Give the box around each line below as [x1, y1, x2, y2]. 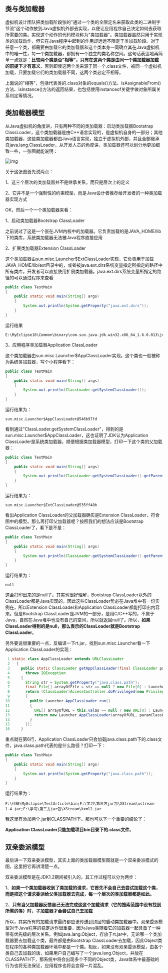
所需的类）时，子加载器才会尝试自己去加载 [5, 908, 93, 914]
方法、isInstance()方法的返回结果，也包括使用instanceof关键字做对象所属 [5, 86, 156, 92]
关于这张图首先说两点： [5, 168, 53, 174]
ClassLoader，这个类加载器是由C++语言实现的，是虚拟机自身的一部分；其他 [5, 129, 163, 135]
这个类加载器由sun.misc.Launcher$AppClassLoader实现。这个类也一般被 [5, 352, 156, 358]
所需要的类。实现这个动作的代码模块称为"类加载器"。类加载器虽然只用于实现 [5, 32, 163, 38]
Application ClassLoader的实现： [5, 646, 73, 653]
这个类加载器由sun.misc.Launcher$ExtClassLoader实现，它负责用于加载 [5, 256, 154, 262]
